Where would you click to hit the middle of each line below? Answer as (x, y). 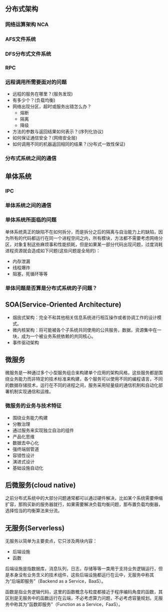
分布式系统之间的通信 (31, 159)
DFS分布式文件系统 (28, 54)
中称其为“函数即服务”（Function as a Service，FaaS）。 (66, 604)
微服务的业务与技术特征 (33, 406)
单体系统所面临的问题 (31, 220)
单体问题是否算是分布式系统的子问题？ (51, 288)
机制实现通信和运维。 (31, 392)
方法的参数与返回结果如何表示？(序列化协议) (58, 131)
